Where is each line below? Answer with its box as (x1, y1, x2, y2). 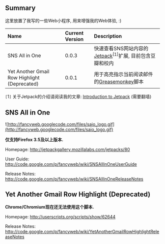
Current (65, 30, 84, 36)
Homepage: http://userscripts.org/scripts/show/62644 (5, 213, 116, 219)
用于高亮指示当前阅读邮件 (94, 71, 153, 78)
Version (65, 35, 84, 42)
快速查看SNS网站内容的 (94, 45, 149, 52)
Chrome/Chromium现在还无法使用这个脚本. (5, 204, 94, 210)
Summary (5, 4, 36, 12)
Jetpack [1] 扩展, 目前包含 (94, 51, 151, 60)
